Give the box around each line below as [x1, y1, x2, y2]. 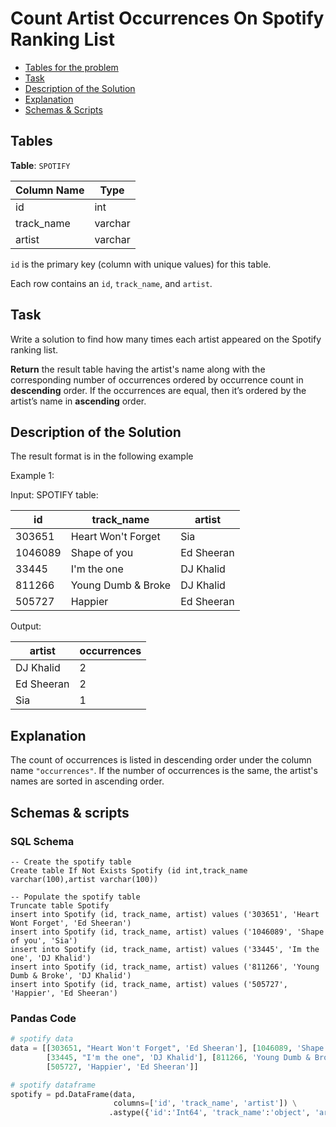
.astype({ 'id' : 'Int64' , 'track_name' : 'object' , [108, 1108, 311, 1118]
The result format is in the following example [10, 450, 194, 462]
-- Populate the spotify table [10, 892, 141, 902]
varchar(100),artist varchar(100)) [10, 874, 159, 884]
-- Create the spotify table [10, 857, 132, 867]
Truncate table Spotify [10, 900, 110, 911]
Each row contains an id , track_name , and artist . [10, 277, 213, 289]
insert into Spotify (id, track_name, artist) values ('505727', [10, 979, 288, 989]
